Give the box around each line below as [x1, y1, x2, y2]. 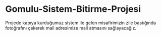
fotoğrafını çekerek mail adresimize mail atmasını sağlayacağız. [5, 25, 137, 31]
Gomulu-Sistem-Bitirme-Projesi [5, 3, 141, 15]
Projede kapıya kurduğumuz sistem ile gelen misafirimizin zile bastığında [5, 20, 156, 26]
